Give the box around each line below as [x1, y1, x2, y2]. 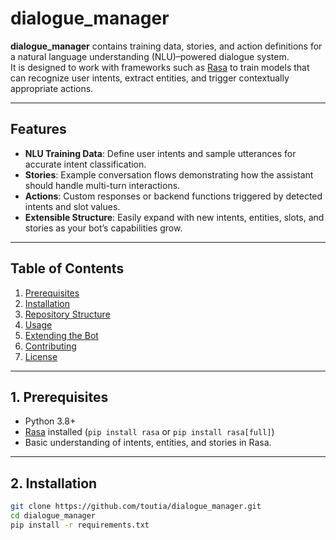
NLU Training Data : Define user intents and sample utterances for [24, 147, 297, 159]
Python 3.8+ [24, 415, 77, 427]
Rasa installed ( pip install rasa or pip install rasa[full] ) [24, 426, 275, 438]
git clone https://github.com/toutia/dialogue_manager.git [10, 502, 262, 512]
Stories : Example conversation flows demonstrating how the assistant [24, 168, 314, 181]
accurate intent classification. [24, 158, 147, 170]
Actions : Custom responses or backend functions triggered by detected [24, 190, 323, 202]
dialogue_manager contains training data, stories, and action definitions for [10, 40, 323, 52]
